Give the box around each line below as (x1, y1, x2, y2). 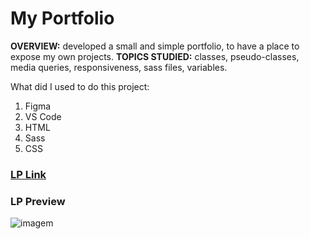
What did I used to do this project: (10, 80, 150, 92)
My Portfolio (10, 7, 115, 30)
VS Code (24, 110, 62, 122)
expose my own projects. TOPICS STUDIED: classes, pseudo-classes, (10, 50, 300, 62)
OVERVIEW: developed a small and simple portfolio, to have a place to (10, 40, 300, 52)
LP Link (10, 167, 47, 181)
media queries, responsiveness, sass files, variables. (10, 61, 228, 73)
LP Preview (10, 194, 66, 208)
